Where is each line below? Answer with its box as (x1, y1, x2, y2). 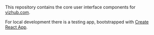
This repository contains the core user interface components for (5, 4, 136, 10)
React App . (5, 24, 28, 30)
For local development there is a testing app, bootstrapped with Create (5, 19, 149, 25)
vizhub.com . (5, 9, 31, 15)
